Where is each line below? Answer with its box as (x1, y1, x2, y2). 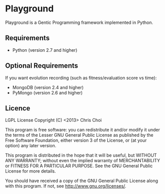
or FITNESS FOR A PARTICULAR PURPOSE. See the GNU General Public (5, 163, 153, 169)
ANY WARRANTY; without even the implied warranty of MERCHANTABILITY (5, 158, 161, 164)
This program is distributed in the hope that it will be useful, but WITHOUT (5, 152, 157, 158)
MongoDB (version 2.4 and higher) (12, 84, 84, 90)
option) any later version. (5, 143, 56, 149)
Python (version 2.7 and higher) (12, 47, 78, 53)
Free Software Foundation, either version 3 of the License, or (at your (5, 137, 147, 143)
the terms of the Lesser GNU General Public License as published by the (5, 132, 154, 138)
